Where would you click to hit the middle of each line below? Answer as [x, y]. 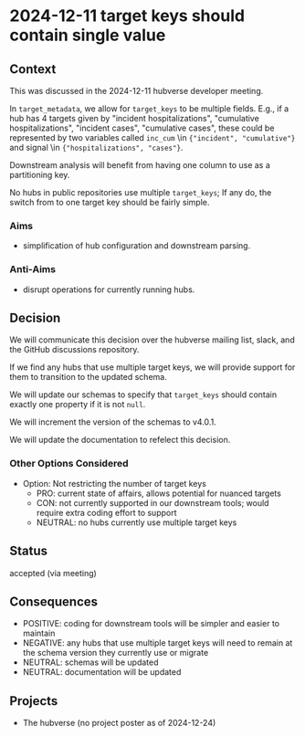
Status [29, 551]
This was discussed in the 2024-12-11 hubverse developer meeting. [137, 91]
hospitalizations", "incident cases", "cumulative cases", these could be [142, 128]
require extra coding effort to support [106, 512]
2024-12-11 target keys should [127, 16]
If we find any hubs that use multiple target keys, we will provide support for [152, 367]
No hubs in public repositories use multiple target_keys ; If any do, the [141, 192]
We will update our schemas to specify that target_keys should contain [143, 395]
